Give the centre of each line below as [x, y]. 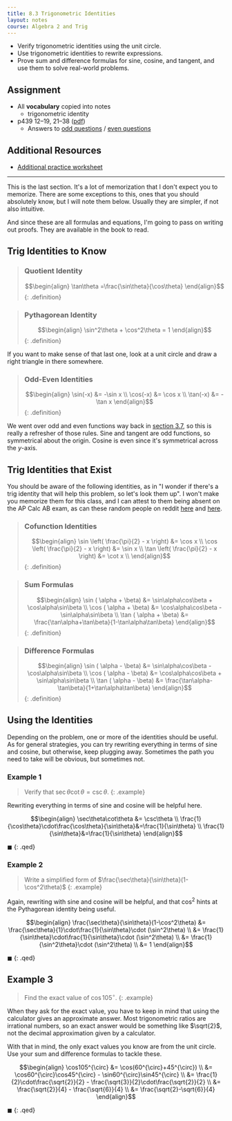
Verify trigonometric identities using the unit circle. [89, 46]
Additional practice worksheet [60, 167]
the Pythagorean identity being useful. [61, 909]
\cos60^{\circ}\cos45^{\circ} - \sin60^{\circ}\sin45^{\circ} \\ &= [105, 1074]
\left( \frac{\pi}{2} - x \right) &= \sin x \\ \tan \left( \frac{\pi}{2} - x [125, 549]
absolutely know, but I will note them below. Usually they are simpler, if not [113, 202]
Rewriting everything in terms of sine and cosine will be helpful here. [105, 806]
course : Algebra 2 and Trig [48, 26]
